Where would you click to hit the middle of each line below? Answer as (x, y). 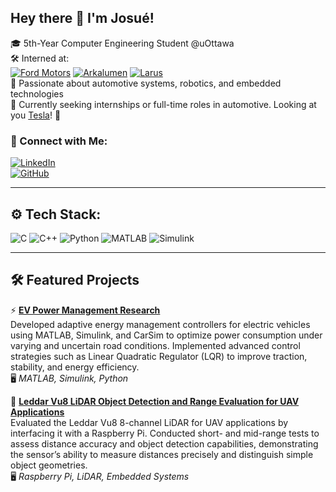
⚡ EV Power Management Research (85, 310)
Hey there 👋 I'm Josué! (82, 18)
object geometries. (49, 465)
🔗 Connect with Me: (59, 141)
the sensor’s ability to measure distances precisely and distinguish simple (162, 454)
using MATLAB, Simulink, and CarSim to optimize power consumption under (166, 335)
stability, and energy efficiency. (75, 367)
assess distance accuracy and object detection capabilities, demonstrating (164, 443)
